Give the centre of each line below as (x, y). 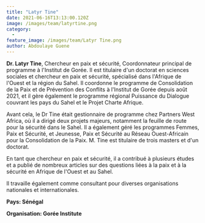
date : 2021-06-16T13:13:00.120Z (47, 18)
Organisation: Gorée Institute (44, 213)
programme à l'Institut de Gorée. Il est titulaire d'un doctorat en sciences (98, 70)
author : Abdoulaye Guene (38, 46)
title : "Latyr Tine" (33, 12)
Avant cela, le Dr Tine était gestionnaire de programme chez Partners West (101, 114)
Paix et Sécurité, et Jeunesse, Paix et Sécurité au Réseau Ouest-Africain (97, 133)
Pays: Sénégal (25, 202)
